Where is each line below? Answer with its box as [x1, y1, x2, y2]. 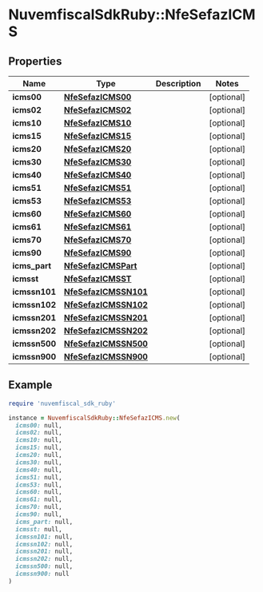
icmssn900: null [15, 570, 70, 578]
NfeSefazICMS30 [63, 157, 132, 167]
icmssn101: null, [15, 533, 74, 541]
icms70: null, [15, 503, 62, 511]
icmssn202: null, [15, 555, 74, 563]
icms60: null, [15, 488, 62, 496]
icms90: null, [15, 511, 62, 518]
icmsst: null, [15, 525, 62, 533]
